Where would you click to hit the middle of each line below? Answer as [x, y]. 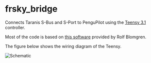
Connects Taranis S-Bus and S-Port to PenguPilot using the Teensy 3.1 [75, 22]
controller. [15, 27]
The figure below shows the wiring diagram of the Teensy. [63, 46]
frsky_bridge [31, 9]
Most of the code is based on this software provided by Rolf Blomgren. [76, 37]
